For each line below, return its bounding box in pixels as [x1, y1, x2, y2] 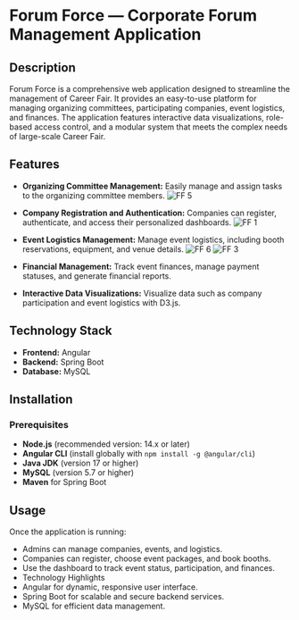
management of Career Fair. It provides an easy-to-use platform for [9, 93, 257, 104]
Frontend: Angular [21, 347, 91, 357]
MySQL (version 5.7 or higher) [21, 467, 135, 478]
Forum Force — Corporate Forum [9, 5, 257, 26]
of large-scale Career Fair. [9, 131, 106, 141]
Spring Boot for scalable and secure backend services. [21, 591, 225, 602]
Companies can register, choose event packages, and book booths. [21, 553, 271, 564]
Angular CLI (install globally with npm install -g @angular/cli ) [21, 448, 256, 459]
